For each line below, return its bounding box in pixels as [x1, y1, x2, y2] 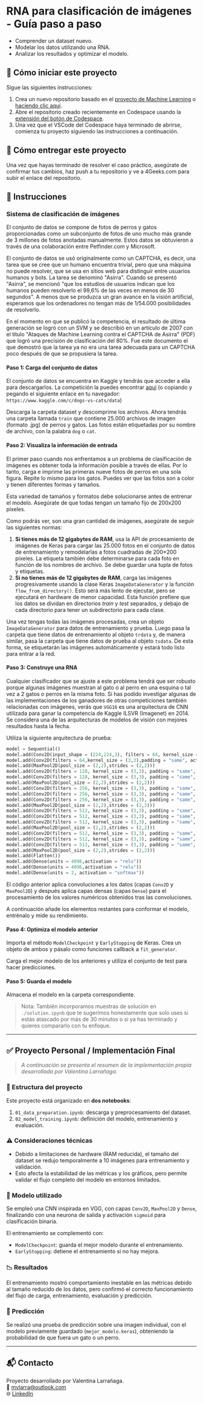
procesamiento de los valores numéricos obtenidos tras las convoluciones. [6, 894, 193, 901]
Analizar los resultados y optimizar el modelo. [14, 50, 129, 57]
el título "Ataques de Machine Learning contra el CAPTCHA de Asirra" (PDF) [6, 331, 195, 338]
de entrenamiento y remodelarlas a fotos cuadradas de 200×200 [14, 548, 177, 556]
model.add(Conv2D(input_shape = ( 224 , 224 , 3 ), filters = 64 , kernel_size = [6, 751, 199, 758]
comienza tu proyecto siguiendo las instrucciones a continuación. [14, 127, 179, 134]
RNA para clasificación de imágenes [6, 4, 192, 18]
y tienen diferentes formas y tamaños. [6, 480, 101, 488]
